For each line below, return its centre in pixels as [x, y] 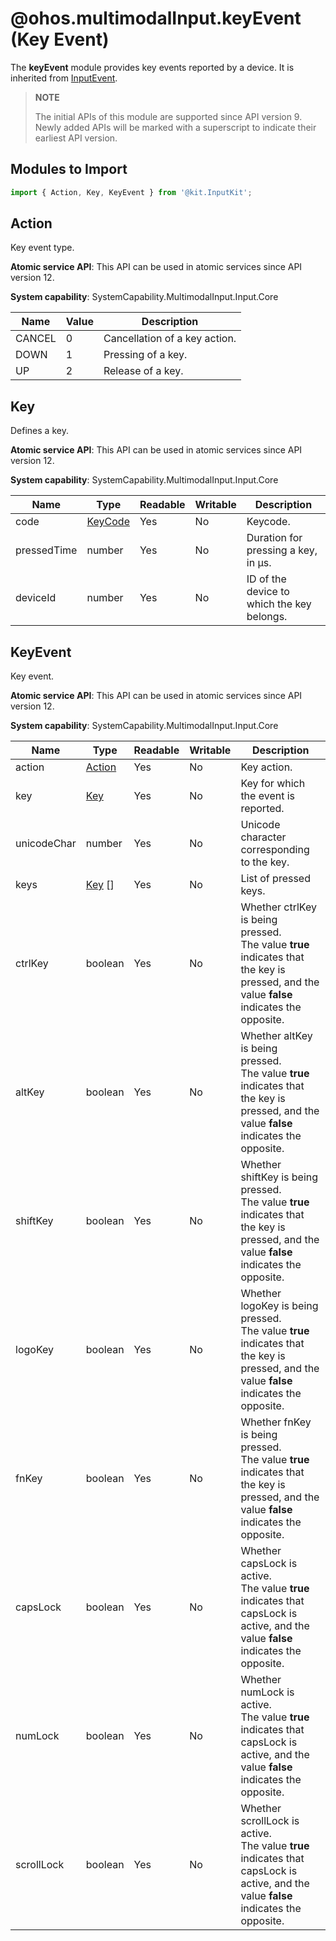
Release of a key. [143, 371]
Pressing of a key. [145, 355]
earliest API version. [76, 138]
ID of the [266, 579]
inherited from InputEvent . [64, 78]
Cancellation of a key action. [170, 339]
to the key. [265, 862]
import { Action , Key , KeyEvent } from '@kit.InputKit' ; [131, 192]
